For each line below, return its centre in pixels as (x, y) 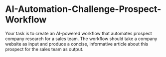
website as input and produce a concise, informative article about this (77, 44)
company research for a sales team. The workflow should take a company (81, 39)
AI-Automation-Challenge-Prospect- (83, 9)
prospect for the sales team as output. (44, 49)
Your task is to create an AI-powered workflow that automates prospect (79, 33)
